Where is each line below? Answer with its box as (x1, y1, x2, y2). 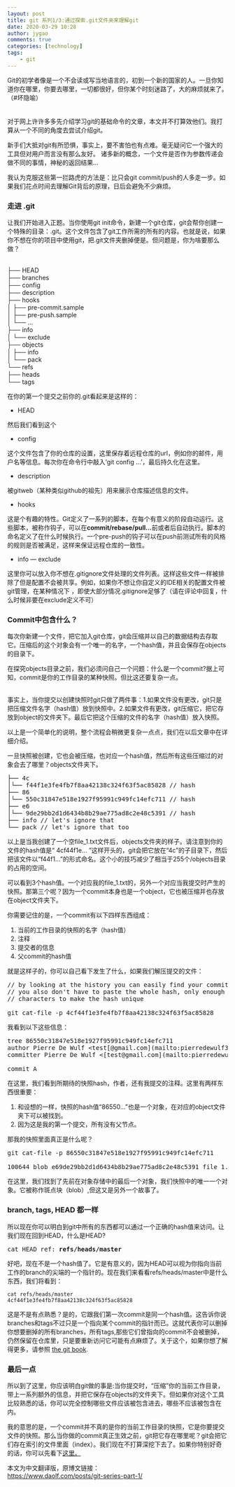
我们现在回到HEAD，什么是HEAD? (7, 1231, 106, 1240)
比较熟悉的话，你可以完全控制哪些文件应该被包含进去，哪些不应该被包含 (7, 1399, 215, 1407)
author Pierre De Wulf (7, 1044, 85, 1052)
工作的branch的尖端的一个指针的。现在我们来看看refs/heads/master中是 (7, 1268, 215, 1276)
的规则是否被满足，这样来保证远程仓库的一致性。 (7, 541, 148, 550)
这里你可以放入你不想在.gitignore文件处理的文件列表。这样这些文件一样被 (7, 569, 219, 578)
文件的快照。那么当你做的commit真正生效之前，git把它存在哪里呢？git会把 (7, 1431, 222, 1439)
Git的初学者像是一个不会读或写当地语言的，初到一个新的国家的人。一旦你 (7, 76, 218, 84)
